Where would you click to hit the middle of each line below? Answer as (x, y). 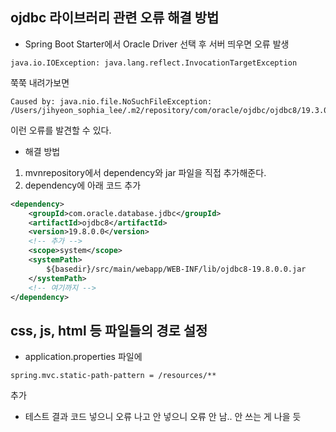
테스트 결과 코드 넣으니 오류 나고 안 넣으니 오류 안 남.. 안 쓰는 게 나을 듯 (163, 417)
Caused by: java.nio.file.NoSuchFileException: (111, 101)
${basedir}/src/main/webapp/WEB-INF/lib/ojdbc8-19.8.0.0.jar (176, 269)
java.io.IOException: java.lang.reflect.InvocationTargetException (154, 63)
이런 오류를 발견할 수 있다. (61, 130)
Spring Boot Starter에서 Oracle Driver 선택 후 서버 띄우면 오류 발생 (157, 44)
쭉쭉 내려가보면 (40, 82)
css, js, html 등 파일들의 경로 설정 (109, 330)
